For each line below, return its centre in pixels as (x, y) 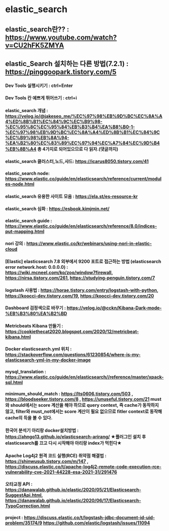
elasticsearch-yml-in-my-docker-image (48, 360)
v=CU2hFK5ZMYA (35, 45)
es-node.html (20, 184)
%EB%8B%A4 (21, 149)
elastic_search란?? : (37, 29)
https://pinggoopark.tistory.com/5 (61, 72)
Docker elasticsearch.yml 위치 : (38, 349)
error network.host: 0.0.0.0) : (37, 267)
